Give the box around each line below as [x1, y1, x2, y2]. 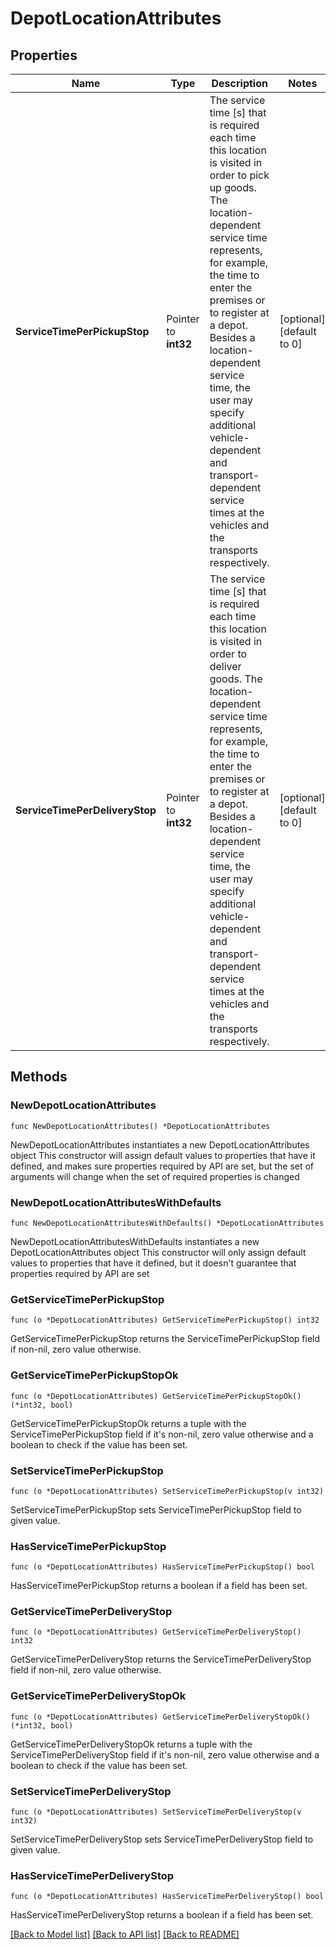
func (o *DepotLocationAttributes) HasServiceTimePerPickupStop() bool [10, 1562, 315, 1572]
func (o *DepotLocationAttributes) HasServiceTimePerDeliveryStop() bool [10, 1892, 325, 1902]
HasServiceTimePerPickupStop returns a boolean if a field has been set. [10, 1580, 308, 1592]
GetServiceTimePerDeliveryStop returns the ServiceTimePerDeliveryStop [10, 1653, 312, 1666]
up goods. [209, 181, 257, 194]
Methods [10, 1068, 68, 1086]
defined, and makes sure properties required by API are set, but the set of [10, 1160, 315, 1172]
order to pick [209, 168, 270, 182]
